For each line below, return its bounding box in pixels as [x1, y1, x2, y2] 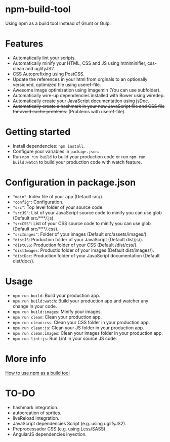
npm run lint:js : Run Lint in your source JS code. [12, 335, 117, 341]
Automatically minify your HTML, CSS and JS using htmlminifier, [12, 60, 147, 66]
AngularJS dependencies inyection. [12, 431, 87, 437]
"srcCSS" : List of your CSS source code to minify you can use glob [12, 220, 151, 226]
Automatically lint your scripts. [12, 55, 76, 61]
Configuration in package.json [5, 177, 136, 188]
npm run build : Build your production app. [12, 292, 100, 298]
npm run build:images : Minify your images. [12, 308, 102, 315]
